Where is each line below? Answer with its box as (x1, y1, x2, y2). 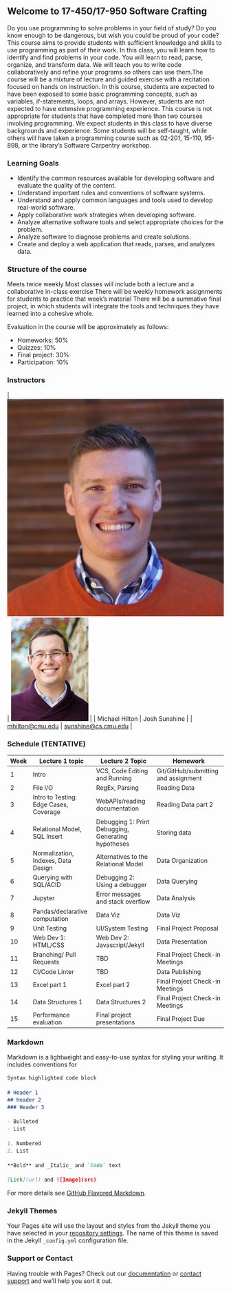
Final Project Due (156, 1014, 205, 1023)
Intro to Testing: (32, 793, 78, 802)
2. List (7, 1147, 30, 1154)
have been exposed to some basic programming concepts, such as (7, 90, 198, 98)
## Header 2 (7, 1096, 41, 1103)
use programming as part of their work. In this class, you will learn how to (7, 46, 215, 54)
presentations (96, 1018, 135, 1026)
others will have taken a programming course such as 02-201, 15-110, (7, 134, 203, 142)
